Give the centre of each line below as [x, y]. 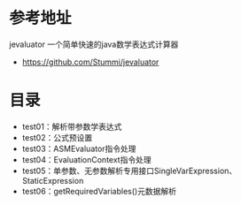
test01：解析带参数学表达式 [72, 126]
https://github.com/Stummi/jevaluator [90, 62]
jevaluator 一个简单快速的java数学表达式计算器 [94, 44]
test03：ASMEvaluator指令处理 [79, 148]
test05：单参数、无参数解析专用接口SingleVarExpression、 [129, 171]
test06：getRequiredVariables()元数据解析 [99, 191]
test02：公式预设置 [57, 137]
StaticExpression [53, 180]
